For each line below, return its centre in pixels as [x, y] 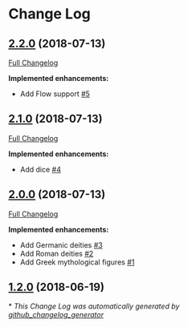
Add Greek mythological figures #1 [77, 262]
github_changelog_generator [56, 315]
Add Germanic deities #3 [61, 244]
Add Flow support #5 [55, 94]
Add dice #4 [41, 169]
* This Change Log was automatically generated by [94, 306]
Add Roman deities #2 [57, 253]
